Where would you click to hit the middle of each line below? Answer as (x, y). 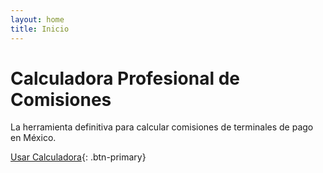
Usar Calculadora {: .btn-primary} (78, 157)
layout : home (37, 19)
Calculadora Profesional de (125, 78)
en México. (33, 138)
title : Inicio (40, 29)
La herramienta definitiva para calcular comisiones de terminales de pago (162, 127)
